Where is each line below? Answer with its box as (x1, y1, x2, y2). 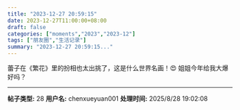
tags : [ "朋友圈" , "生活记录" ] (7, 37, 87, 44)
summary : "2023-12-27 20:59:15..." (7, 43, 114, 50)
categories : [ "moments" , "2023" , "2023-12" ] (7, 30, 136, 38)
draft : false (7, 23, 46, 31)
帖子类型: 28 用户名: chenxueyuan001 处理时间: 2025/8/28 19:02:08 (7, 94, 209, 103)
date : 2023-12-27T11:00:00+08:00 (7, 17, 107, 24)
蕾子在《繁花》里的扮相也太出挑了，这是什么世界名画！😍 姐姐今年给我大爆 (7, 64, 229, 72)
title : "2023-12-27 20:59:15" (7, 10, 98, 18)
